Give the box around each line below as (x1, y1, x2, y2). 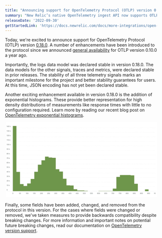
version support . (5, 227, 38, 233)
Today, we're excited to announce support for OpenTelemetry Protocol (5, 37, 145, 43)
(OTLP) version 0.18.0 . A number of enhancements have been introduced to (5, 42, 155, 48)
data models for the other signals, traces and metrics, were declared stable (5, 67, 154, 73)
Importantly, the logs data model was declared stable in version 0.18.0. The (5, 62, 154, 68)
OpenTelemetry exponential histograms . (5, 112, 84, 118)
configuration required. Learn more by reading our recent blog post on (5, 107, 145, 113)
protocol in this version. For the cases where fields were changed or (5, 207, 141, 213)
